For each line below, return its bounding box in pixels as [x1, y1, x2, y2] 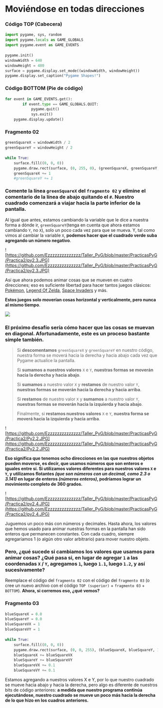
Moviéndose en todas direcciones [5, 3, 145, 15]
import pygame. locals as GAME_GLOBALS [5, 37, 83, 42]
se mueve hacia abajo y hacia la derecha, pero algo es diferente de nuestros [5, 682, 158, 688]
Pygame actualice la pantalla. [16, 357, 76, 363]
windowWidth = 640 [5, 58, 42, 63]
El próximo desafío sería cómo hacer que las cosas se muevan [5, 324, 154, 331]
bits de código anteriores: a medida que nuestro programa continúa [5, 687, 143, 693]
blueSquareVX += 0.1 [14, 663, 55, 668]
